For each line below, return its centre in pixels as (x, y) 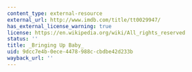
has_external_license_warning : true (59, 26)
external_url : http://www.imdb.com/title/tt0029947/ (84, 20)
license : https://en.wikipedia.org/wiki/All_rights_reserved (96, 33)
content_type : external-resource (55, 13)
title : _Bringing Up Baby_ (46, 45)
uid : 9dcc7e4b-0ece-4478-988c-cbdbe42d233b (70, 52)
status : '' (23, 39)
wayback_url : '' (30, 58)
